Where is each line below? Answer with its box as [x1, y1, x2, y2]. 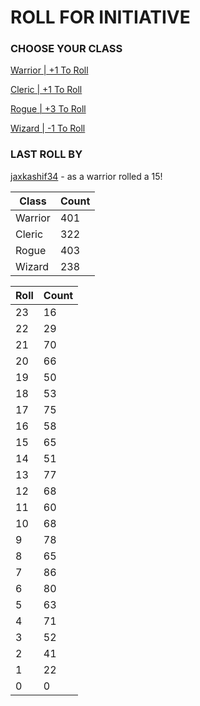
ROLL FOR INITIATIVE [10, 6, 191, 29]
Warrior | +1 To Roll [10, 64, 89, 76]
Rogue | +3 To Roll [10, 103, 87, 115]
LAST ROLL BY [10, 147, 83, 161]
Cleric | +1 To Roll [10, 84, 83, 96]
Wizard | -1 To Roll [10, 122, 86, 135]
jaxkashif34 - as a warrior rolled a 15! [10, 170, 163, 182]
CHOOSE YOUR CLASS [10, 42, 123, 56]
